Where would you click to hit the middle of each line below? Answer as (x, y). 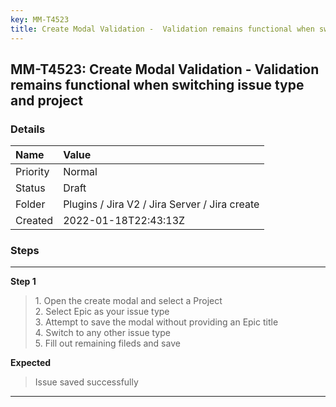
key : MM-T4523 (40, 19)
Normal (80, 172)
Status (30, 188)
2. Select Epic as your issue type (102, 312)
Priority (32, 172)
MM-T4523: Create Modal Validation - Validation (165, 69)
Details (28, 129)
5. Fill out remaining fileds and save (107, 343)
